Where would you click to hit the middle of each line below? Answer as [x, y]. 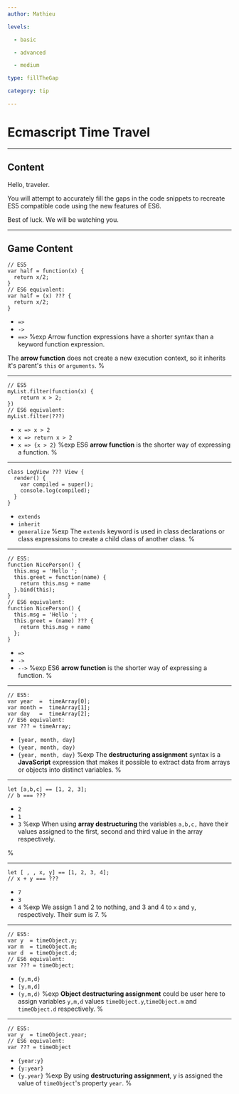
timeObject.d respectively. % [60, 1009]
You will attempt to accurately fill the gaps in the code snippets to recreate [116, 198]
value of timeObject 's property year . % [75, 1083]
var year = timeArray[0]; [49, 701]
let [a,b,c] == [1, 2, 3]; [47, 790]
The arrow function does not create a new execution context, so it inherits [117, 358]
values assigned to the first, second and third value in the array [110, 832]
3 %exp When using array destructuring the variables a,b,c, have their [123, 824]
